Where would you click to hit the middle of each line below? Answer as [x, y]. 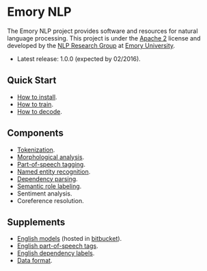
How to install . [37, 97]
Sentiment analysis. [44, 193]
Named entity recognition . [54, 172]
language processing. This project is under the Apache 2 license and [104, 38]
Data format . [34, 261]
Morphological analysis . [51, 157]
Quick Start [32, 81]
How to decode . [40, 111]
